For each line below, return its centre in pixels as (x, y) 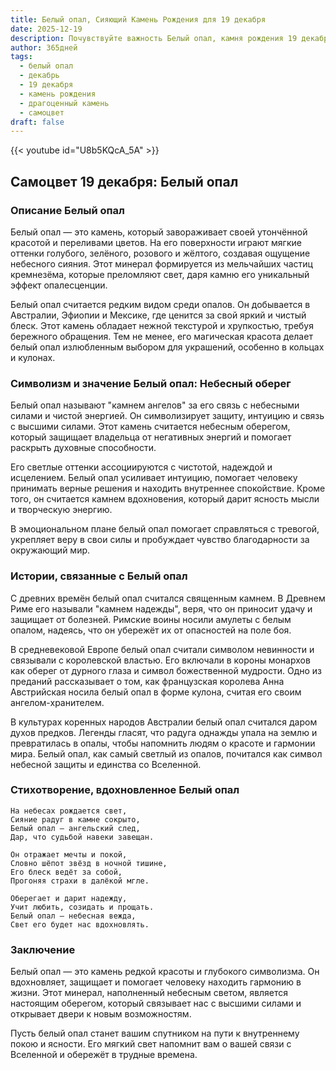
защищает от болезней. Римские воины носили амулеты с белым (151, 619)
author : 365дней (44, 47)
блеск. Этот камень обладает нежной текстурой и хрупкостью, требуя (162, 325)
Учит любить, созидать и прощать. (82, 907)
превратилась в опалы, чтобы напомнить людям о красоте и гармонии (163, 743)
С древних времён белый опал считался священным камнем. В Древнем (168, 598)
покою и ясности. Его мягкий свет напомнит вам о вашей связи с (151, 1044)
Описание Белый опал (67, 210)
